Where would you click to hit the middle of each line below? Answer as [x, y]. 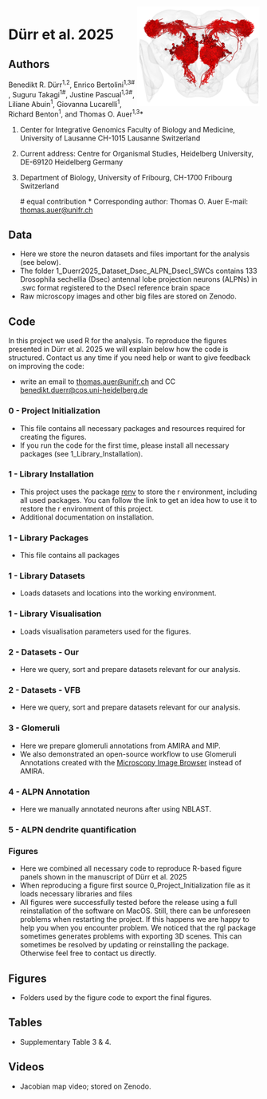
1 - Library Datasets [47, 576]
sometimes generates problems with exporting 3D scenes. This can [131, 936]
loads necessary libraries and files [76, 894]
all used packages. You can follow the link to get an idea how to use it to [138, 500]
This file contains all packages [69, 555]
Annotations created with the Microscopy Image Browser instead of [131, 762]
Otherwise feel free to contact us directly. [88, 953]
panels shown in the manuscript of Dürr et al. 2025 [103, 877]
